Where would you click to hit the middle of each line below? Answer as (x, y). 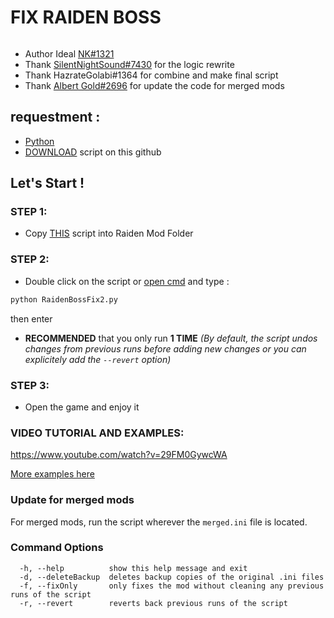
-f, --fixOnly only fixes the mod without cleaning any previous (172, 586)
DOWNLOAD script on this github (93, 152)
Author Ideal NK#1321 (69, 53)
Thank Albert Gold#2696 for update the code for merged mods (154, 85)
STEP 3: (30, 385)
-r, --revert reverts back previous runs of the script (153, 603)
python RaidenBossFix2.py (64, 299)
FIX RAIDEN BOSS (86, 17)
